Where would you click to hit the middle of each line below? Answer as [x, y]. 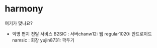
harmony [24, 9]
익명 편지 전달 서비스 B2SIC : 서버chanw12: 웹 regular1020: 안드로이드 [82, 33]
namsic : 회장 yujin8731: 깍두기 [43, 40]
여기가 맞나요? [19, 23]
